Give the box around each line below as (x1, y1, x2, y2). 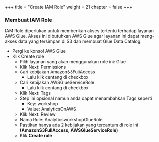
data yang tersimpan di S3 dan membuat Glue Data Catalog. (18, 38, 142, 44)
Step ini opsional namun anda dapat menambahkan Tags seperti (19, 95, 152, 101)
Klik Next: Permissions (19, 64, 66, 70)
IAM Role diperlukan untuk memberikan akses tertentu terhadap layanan (5, 28, 154, 34)
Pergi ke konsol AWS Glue (12, 48, 66, 54)
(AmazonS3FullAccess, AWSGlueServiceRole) (19, 127, 118, 133)
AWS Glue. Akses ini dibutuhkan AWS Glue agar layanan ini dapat (5, 33, 140, 39)
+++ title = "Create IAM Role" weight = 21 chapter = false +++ (5, 4, 133, 10)
